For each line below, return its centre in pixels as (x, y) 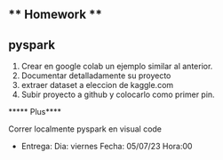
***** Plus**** (35, 112)
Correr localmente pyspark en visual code (85, 129)
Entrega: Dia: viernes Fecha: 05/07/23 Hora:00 (107, 147)
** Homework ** (56, 15)
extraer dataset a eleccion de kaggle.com (97, 85)
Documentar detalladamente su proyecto (96, 76)
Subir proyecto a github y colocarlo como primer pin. (118, 95)
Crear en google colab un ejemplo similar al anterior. (117, 67)
